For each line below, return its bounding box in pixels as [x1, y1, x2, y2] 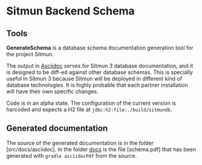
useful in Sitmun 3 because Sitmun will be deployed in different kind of [6, 75, 183, 82]
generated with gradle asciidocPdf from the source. [6, 152, 137, 159]
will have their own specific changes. [6, 88, 99, 95]
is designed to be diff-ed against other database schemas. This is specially [6, 69, 194, 76]
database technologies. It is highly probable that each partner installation [6, 81, 189, 89]
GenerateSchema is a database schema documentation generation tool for [6, 44, 194, 51]
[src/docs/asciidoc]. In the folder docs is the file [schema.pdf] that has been [6, 146, 197, 153]
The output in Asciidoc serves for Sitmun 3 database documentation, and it [6, 62, 194, 69]
